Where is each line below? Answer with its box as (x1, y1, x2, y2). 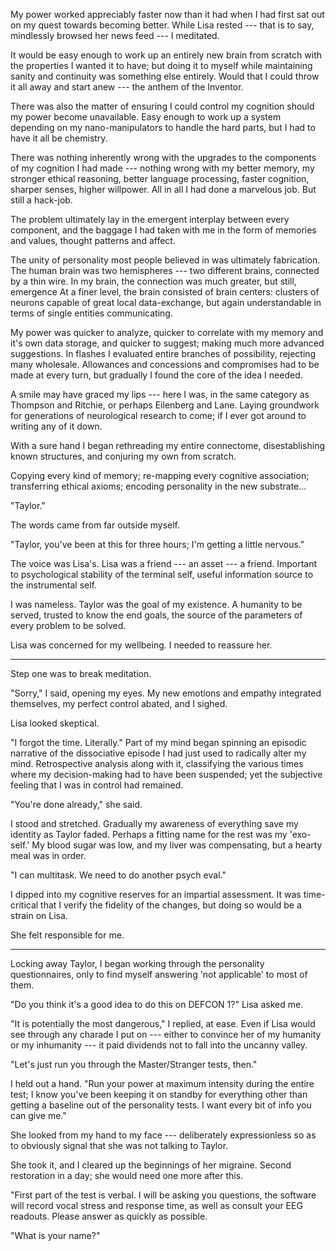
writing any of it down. (10, 420, 103, 432)
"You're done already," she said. (10, 799, 143, 810)
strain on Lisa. (10, 910, 68, 921)
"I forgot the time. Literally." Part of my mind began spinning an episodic (10, 737, 307, 748)
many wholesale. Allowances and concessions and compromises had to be (10, 359, 320, 370)
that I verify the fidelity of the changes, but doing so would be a (40, 899, 302, 911)
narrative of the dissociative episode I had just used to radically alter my (10, 747, 307, 759)
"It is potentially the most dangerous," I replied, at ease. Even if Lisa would (10, 1018, 316, 1029)
